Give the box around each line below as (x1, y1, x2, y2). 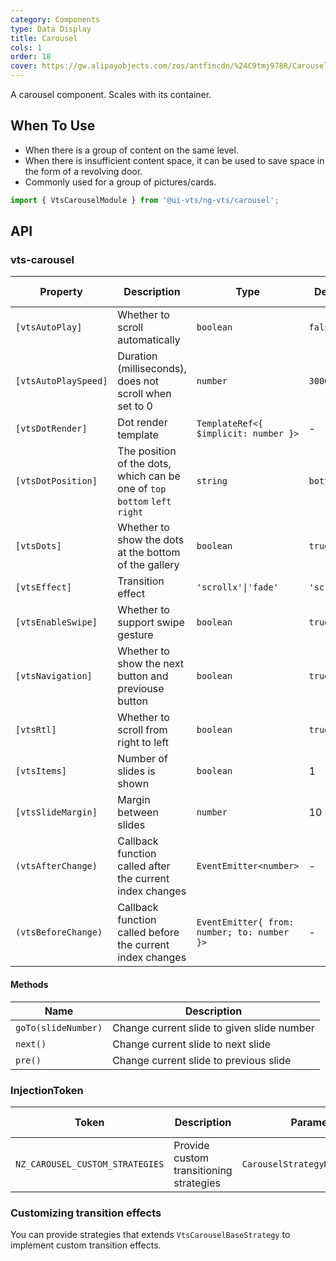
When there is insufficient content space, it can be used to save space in (24, 154, 325, 166)
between (117, 806, 159, 820)
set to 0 (117, 399, 153, 413)
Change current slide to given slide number (112, 1021, 315, 1035)
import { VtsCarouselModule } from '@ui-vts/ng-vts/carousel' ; (10, 195, 280, 205)
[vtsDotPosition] (15, 476, 98, 487)
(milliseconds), (117, 362, 187, 376)
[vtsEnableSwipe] (15, 617, 98, 628)
